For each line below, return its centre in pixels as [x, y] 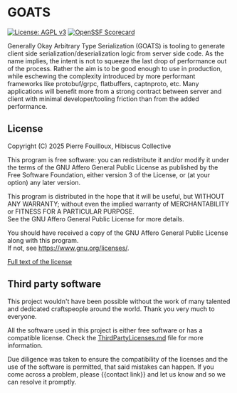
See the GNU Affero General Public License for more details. [96, 219]
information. [25, 345]
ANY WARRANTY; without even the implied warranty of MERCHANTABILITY [118, 204]
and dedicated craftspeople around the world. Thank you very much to [111, 309]
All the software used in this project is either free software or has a [105, 330]
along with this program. [43, 240]
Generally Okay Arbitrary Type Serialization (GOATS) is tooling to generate [116, 46]
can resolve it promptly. [42, 382]
